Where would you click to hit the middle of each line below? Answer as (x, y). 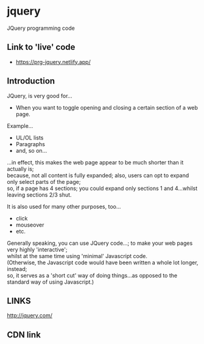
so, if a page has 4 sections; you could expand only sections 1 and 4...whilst (102, 188)
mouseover (30, 225)
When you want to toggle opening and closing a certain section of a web (107, 107)
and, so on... (31, 150)
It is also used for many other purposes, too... (64, 206)
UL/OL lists (30, 138)
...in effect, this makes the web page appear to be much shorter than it (95, 162)
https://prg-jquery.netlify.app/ (53, 61)
